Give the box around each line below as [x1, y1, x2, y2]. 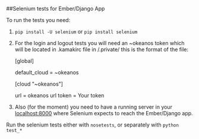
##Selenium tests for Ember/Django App [6, 5, 105, 12]
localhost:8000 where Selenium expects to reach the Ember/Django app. [14, 110, 193, 116]
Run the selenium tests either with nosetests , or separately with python [6, 121, 179, 128]
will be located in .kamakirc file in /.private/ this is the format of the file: [14, 46, 189, 53]
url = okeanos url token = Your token [14, 92, 105, 99]
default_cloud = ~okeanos [14, 69, 79, 76]
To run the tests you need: [6, 17, 71, 23]
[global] [14, 58, 34, 64]
